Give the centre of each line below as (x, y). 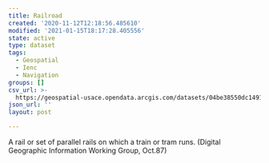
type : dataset (32, 46)
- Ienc (26, 68)
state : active (32, 38)
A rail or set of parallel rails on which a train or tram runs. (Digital (115, 142)
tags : (17, 53)
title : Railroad (35, 16)
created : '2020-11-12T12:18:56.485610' (75, 23)
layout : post (30, 113)
